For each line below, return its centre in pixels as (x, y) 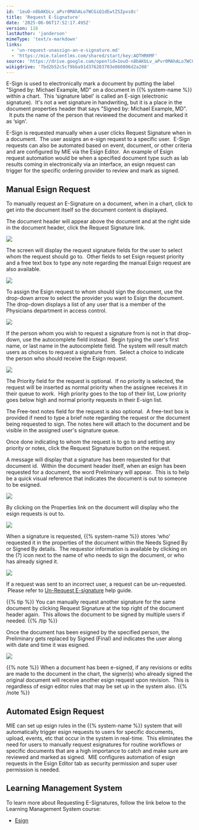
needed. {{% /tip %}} (32, 621)
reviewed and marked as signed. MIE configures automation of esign (91, 757)
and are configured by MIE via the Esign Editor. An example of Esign (90, 152)
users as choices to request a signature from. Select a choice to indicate (95, 352)
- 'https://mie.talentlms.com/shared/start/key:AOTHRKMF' (85, 56)
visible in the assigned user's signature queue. (63, 430)
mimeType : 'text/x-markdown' (42, 39)
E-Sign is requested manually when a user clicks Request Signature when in (99, 133)
